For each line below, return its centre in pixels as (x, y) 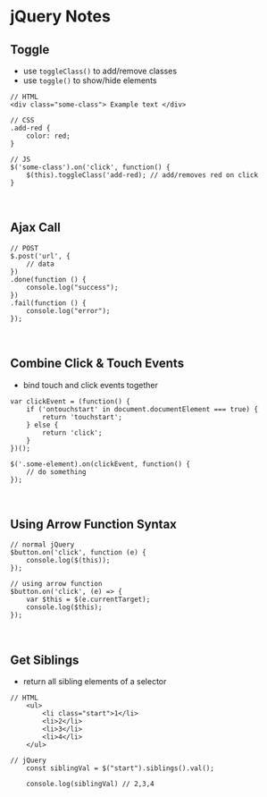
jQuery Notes (60, 17)
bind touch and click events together (91, 385)
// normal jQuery (42, 545)
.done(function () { (49, 279)
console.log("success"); (72, 287)
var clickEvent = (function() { (70, 401)
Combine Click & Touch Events (97, 364)
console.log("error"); (68, 310)
